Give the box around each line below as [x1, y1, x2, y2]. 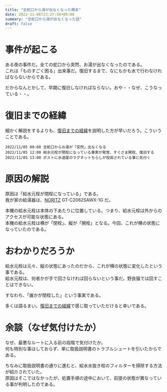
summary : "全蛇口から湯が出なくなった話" [5, 16, 82, 21]
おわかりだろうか [5, 246, 75, 257]
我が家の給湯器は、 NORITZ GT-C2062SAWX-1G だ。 [5, 197, 113, 203]
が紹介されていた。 [5, 369, 45, 375]
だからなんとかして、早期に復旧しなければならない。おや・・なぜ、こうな [5, 85, 158, 91]
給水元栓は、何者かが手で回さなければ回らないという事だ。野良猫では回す [5, 275, 158, 281]
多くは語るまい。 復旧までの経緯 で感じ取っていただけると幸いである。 [5, 303, 149, 309]
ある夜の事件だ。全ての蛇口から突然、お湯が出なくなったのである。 [5, 62, 145, 68]
